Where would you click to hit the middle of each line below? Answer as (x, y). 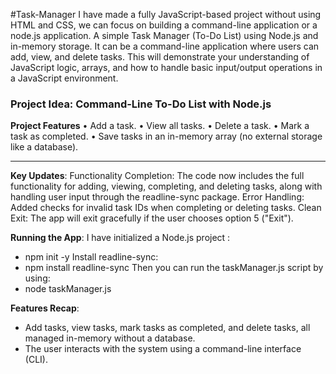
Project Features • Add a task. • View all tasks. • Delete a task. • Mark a (160, 126)
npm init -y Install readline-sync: (91, 257)
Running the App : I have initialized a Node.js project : (120, 238)
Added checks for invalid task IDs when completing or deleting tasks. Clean (166, 208)
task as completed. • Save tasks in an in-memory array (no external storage (166, 136)
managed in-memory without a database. (110, 338)
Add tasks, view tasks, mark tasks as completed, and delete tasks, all (167, 328)
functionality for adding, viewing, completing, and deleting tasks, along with (166, 186)
